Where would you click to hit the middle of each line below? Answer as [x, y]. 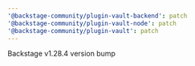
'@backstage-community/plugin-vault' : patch [83, 31]
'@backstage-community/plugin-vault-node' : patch [92, 23]
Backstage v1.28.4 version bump [61, 54]
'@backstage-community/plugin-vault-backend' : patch [97, 16]
